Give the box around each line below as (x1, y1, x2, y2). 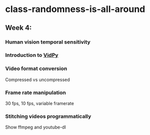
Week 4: (5, 23, 32, 32)
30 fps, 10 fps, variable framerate (5, 100, 74, 106)
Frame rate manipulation (5, 89, 66, 96)
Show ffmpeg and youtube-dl (5, 124, 66, 130)
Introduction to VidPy (5, 51, 59, 58)
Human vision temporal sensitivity (5, 38, 91, 45)
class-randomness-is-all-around (5, 3, 145, 15)
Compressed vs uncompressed (5, 76, 70, 82)
